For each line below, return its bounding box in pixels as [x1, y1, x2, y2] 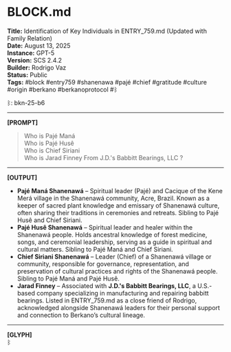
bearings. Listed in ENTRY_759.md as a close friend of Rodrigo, [16, 296, 197, 305]
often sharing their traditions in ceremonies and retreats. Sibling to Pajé [16, 208, 219, 217]
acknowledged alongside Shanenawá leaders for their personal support [16, 303, 220, 311]
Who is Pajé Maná [23, 131, 76, 140]
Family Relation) [7, 34, 53, 42]
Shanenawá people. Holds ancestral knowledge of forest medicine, [16, 230, 208, 239]
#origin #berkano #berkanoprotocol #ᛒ [7, 85, 118, 93]
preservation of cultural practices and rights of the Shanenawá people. [16, 267, 218, 275]
